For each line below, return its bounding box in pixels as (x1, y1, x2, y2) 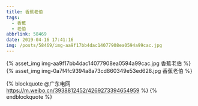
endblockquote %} (6, 93, 53, 100)
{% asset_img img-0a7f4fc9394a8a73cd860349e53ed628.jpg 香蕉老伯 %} (6, 67, 193, 74)
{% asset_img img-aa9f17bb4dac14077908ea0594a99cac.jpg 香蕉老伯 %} (6, 60, 191, 67)
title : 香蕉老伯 (6, 8, 43, 15)
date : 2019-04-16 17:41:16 (6, 37, 74, 43)
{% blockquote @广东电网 (6, 79, 71, 87)
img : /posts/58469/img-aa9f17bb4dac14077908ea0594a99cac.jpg (6, 43, 163, 49)
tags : (6, 14, 20, 20)
